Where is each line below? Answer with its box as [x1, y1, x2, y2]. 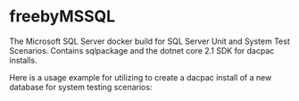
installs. [9, 55, 37, 65]
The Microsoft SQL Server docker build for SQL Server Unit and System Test [9, 36, 290, 46]
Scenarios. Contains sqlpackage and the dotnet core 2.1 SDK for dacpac [9, 45, 275, 55]
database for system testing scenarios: [9, 81, 153, 92]
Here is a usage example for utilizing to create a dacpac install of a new [9, 72, 272, 82]
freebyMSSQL [9, 6, 116, 27]
